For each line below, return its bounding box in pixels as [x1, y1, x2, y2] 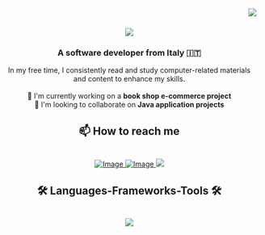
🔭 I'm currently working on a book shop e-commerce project [27, 91, 232, 101]
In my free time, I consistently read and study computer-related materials [8, 65, 250, 75]
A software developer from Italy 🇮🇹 [57, 48, 202, 59]
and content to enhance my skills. [73, 74, 186, 84]
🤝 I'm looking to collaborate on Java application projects [34, 100, 225, 110]
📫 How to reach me [78, 124, 180, 138]
